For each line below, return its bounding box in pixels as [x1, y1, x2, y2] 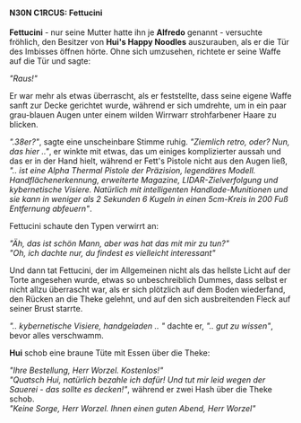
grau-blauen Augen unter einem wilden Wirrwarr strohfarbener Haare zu [9, 110, 277, 120]
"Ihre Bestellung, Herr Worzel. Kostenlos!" [9, 365, 164, 376]
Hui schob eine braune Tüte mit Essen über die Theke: [9, 348, 211, 358]
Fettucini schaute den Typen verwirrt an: [9, 221, 159, 232]
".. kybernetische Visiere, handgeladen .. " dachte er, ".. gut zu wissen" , [9, 321, 273, 331]
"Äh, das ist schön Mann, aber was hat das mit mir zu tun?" [9, 238, 230, 249]
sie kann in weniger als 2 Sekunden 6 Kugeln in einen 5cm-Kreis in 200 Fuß [9, 194, 288, 205]
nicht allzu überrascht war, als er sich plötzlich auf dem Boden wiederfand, [9, 284, 286, 295]
